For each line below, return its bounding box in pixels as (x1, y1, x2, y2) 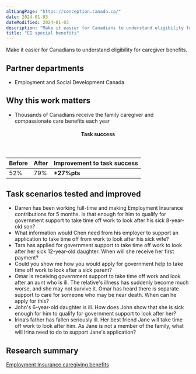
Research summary (6, 345, 79, 355)
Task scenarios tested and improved (6, 189, 141, 199)
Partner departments (6, 63, 85, 73)
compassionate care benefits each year (14, 117, 110, 124)
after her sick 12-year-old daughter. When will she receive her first (14, 248, 174, 255)
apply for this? (14, 297, 50, 304)
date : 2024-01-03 (6, 14, 48, 20)
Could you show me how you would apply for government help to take (14, 261, 184, 268)
